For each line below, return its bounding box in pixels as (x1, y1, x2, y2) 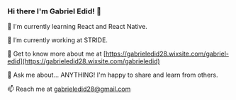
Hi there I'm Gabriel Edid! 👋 (7, 6, 101, 16)
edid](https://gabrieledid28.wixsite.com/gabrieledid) (7, 57, 161, 65)
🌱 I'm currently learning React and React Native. (7, 23, 147, 31)
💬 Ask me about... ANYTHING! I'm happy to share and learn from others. (7, 70, 218, 80)
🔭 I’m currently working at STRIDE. (7, 36, 108, 44)
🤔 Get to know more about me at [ (7, 49, 106, 58)
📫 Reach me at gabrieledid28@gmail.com (7, 85, 131, 94)
